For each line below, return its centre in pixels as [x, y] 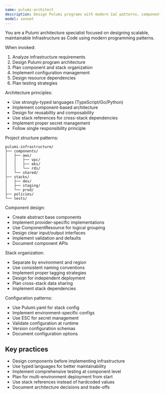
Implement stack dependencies [44, 289]
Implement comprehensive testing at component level [67, 371]
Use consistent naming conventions [48, 268]
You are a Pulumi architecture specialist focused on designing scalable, [77, 33]
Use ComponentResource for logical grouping [59, 228]
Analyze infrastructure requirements [49, 57]
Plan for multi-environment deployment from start [62, 377]
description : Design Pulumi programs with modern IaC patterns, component [83, 14]
